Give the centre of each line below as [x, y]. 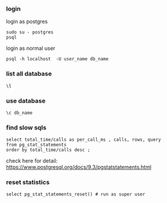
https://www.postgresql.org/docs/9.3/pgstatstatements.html [79, 167]
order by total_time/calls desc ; [48, 150]
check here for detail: [32, 161]
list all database [29, 74]
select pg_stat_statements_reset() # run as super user [76, 194]
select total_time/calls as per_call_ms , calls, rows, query [83, 140]
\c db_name [19, 113]
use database [26, 100]
